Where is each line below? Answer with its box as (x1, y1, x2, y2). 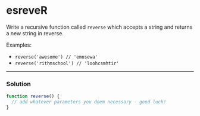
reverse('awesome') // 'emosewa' (14, 54, 98, 60)
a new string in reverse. (6, 29, 64, 36)
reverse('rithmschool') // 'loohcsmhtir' (14, 60, 119, 66)
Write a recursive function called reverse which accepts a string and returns (6, 23, 193, 30)
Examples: (6, 41, 32, 48)
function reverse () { (6, 93, 60, 99)
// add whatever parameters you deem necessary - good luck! (11, 99, 167, 105)
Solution (6, 80, 32, 88)
